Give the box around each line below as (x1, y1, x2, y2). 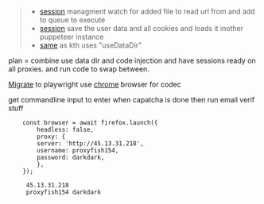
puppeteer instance (39, 32, 104, 41)
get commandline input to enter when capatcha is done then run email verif (8, 95, 255, 104)
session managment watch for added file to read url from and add (39, 7, 256, 16)
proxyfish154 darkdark (25, 188, 102, 196)
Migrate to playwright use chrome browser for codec (8, 79, 181, 89)
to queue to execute (39, 15, 106, 25)
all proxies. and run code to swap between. (8, 64, 149, 74)
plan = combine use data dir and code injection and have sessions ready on (8, 56, 256, 65)
